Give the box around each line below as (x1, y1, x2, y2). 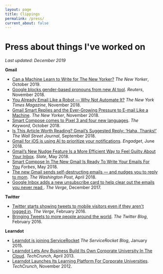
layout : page (5, 7, 32, 12)
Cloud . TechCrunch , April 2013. (12, 253, 75, 259)
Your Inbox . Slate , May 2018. (12, 154, 69, 160)
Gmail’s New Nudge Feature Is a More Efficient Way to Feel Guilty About (12, 148, 156, 154)
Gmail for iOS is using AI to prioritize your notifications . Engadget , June (12, 138, 155, 144)
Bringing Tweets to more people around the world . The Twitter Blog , (12, 214, 148, 220)
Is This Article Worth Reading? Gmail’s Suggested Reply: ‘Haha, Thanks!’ (12, 128, 157, 134)
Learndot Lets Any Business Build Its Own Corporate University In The (12, 248, 153, 254)
